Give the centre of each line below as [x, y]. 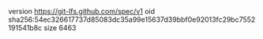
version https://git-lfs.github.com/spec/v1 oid [82, 11]
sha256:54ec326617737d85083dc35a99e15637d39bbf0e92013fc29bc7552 [132, 19]
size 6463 [60, 28]
